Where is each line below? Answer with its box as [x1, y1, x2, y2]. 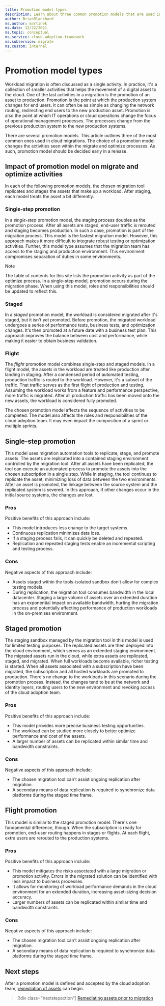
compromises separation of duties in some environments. [5, 254, 122, 259]
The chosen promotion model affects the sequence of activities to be [5, 407, 145, 413]
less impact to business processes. [12, 878, 83, 885]
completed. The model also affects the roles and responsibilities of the [5, 412, 148, 418]
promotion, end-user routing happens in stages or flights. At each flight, [5, 830, 151, 835]
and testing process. [12, 546, 54, 552]
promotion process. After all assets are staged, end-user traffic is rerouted [5, 222, 156, 228]
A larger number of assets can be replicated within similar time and [12, 738, 148, 744]
